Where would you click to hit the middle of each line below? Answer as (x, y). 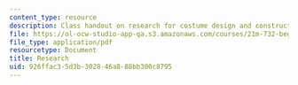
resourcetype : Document (53, 50)
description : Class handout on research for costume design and (130, 26)
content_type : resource (53, 17)
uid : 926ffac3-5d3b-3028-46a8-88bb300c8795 (91, 67)
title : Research (39, 58)
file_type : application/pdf (61, 42)
